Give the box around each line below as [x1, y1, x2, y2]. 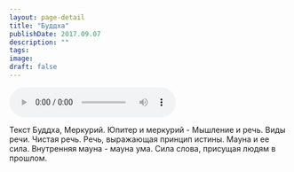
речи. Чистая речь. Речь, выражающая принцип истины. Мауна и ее [9, 134, 270, 145]
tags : [9, 46, 29, 55]
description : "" [9, 37, 69, 47]
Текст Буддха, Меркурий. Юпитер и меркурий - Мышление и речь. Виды [9, 124, 286, 135]
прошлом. [9, 152, 47, 163]
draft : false [9, 63, 58, 72]
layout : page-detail [9, 12, 86, 22]
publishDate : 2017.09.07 [9, 29, 101, 38]
